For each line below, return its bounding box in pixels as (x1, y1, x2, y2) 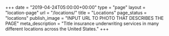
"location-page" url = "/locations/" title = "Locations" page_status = (5, 10, 147, 16)
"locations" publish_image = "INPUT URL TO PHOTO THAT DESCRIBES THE (5, 15, 164, 21)
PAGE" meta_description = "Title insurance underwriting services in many (5, 20, 159, 26)
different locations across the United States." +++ (5, 26, 109, 32)
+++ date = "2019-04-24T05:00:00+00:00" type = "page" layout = (5, 5, 146, 10)
